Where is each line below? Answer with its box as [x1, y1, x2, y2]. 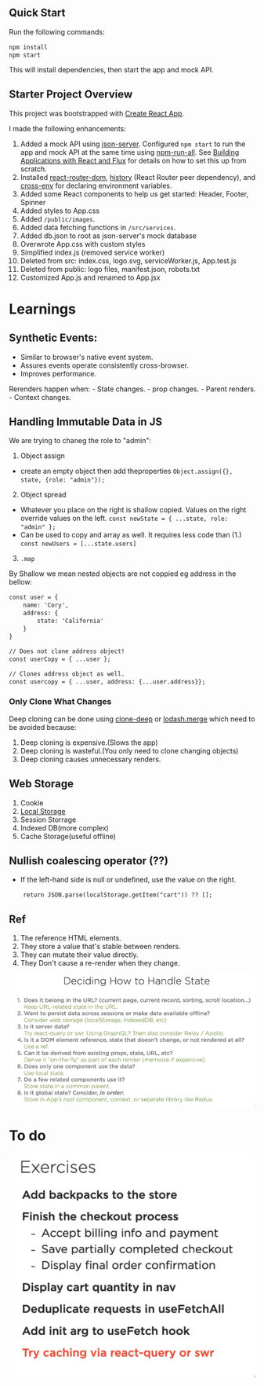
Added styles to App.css [20, 206, 100, 215]
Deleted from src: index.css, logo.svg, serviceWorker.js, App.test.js [20, 255, 237, 266]
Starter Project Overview [9, 88, 133, 101]
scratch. [20, 164, 48, 174]
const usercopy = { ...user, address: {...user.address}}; [9, 678, 206, 686]
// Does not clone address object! [9, 647, 125, 655]
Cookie [20, 797, 44, 808]
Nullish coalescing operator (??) [9, 854, 169, 867]
